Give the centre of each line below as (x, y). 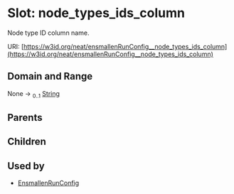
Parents (25, 118)
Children (27, 142)
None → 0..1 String (34, 94)
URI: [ (16, 46)
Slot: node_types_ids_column (96, 13)
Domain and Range (50, 76)
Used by (26, 166)
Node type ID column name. (48, 33)
